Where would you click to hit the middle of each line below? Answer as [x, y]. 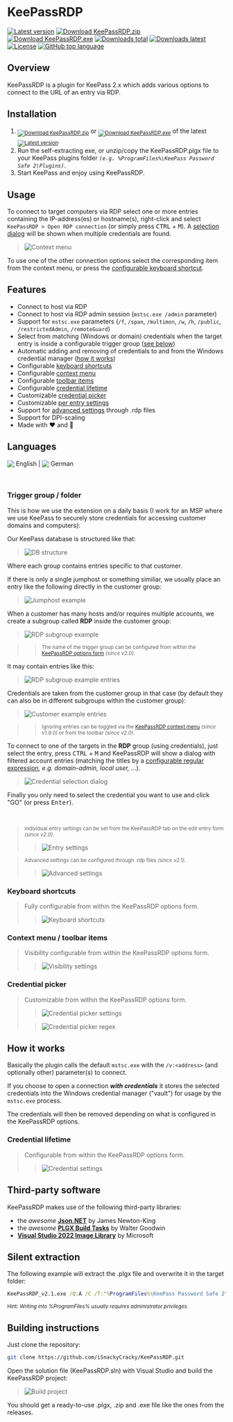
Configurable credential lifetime [62, 388]
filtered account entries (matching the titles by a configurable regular [106, 760]
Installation [32, 114]
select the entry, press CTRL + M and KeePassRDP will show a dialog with [111, 753]
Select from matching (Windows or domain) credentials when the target [120, 336]
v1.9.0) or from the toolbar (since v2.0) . [88, 733]
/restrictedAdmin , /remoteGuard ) [64, 328]
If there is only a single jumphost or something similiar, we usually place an [114, 579]
